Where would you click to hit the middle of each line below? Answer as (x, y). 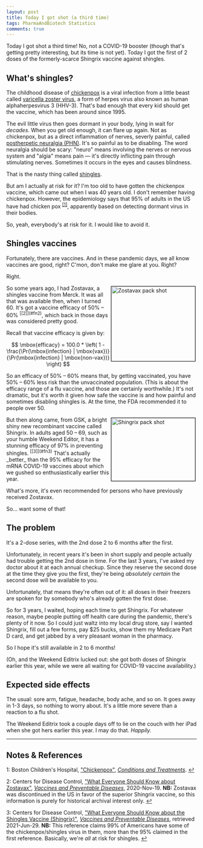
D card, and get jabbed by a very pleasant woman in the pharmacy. (90, 636)
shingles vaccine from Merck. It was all (55, 294)
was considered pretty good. (42, 321)
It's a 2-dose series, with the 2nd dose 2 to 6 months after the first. (90, 542)
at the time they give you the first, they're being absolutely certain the (93, 573)
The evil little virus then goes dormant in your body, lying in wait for (90, 124)
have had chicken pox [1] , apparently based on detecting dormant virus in (97, 206)
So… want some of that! (36, 509)
